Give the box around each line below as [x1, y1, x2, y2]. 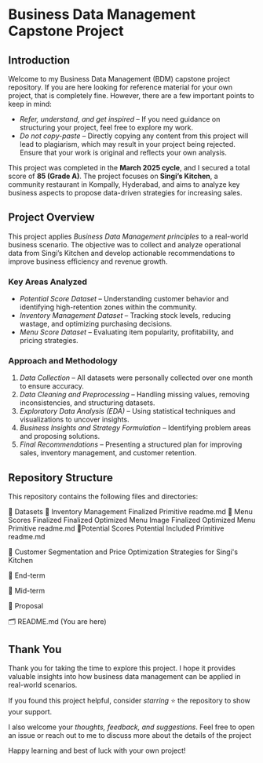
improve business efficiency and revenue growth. [8, 257, 168, 266]
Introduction [8, 53, 71, 67]
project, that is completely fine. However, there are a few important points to [8, 91, 255, 100]
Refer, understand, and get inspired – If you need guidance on [19, 115, 221, 123]
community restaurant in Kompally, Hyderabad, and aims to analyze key [8, 180, 240, 189]
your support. [8, 707, 53, 717]
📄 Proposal [8, 601, 44, 611]
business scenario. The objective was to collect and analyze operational [8, 239, 242, 249]
